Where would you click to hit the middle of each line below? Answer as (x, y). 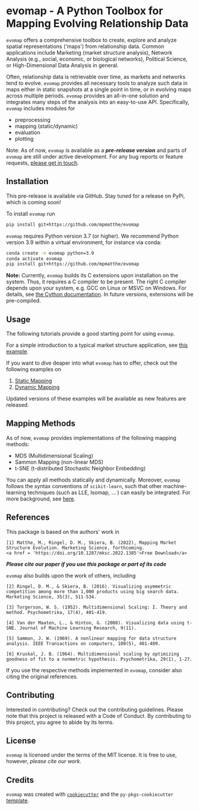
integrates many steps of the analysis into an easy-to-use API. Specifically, (98, 102)
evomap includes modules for (41, 108)
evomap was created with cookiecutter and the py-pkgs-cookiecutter (90, 795)
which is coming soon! (34, 202)
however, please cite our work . (44, 761)
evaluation (27, 132)
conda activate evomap (34, 259)
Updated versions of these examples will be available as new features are (96, 398)
